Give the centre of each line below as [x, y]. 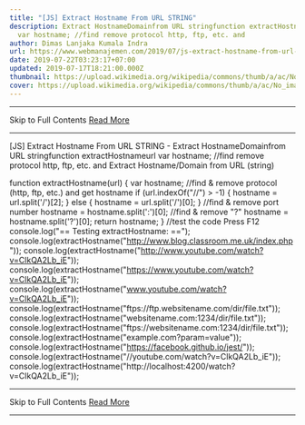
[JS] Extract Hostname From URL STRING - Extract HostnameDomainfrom [148, 145]
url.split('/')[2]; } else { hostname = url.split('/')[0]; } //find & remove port [144, 202]
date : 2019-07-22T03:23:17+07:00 [73, 60]
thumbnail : [30, 77]
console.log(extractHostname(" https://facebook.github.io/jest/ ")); [133, 347]
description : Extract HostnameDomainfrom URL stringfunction [128, 26]
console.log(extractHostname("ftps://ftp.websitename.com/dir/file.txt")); [145, 308]
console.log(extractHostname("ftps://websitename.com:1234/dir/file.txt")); [149, 327]
